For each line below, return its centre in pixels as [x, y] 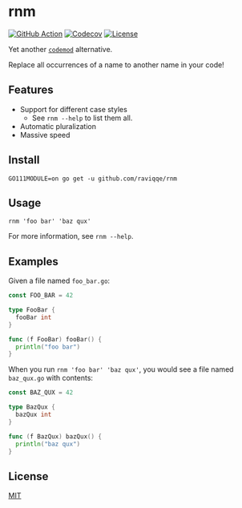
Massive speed [45, 135]
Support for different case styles [74, 109]
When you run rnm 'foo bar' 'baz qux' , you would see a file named [121, 369]
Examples [33, 262]
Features [31, 90]
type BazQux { [32, 407]
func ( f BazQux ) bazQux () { [55, 436]
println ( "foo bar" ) [48, 347]
